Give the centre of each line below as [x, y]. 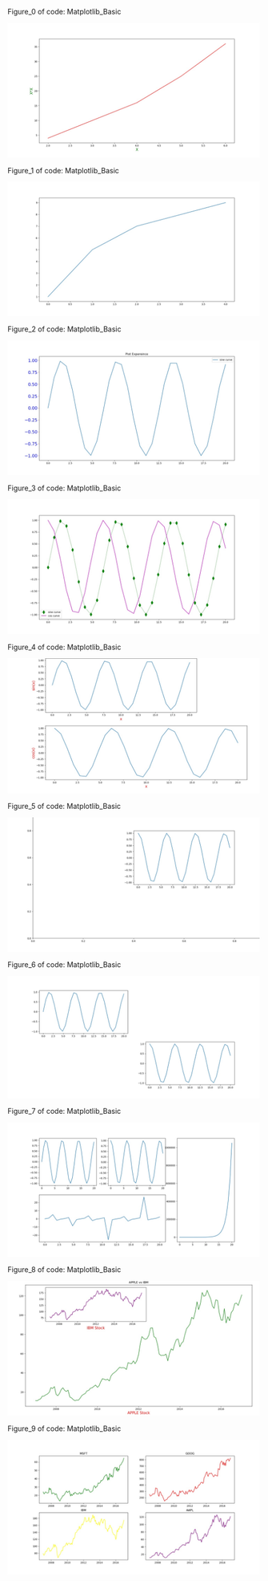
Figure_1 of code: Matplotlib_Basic [63, 170]
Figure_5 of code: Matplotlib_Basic [64, 806]
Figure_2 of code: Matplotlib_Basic [64, 329]
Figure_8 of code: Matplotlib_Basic [64, 1270]
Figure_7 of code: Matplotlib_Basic [64, 1111]
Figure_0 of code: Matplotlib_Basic [64, 12]
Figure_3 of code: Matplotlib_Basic [64, 488]
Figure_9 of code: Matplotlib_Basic [64, 1429]
